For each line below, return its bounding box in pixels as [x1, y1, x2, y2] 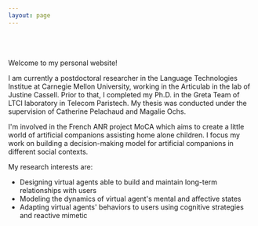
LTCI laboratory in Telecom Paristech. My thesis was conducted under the [8, 98, 247, 108]
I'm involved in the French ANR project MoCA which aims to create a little [8, 122, 245, 131]
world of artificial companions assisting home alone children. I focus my [8, 130, 241, 140]
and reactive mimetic [19, 210, 88, 220]
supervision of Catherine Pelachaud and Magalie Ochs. [8, 107, 187, 116]
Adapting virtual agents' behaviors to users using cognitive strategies [19, 202, 245, 212]
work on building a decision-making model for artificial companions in [8, 138, 234, 148]
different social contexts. [8, 147, 89, 156]
